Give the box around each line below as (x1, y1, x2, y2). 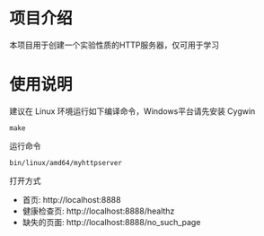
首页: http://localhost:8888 (22, 194, 121, 205)
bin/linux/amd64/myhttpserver (9, 158, 123, 167)
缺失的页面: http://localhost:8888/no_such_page (22, 216, 201, 227)
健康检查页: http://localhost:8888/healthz (22, 205, 175, 216)
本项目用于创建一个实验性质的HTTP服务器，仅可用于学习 (9, 39, 220, 50)
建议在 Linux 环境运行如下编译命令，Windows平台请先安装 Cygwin (9, 105, 256, 117)
